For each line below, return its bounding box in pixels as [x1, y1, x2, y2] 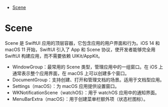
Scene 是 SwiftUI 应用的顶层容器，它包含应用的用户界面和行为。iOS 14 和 [5, 40, 160, 46]
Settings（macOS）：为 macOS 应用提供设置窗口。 [12, 83, 120, 89]
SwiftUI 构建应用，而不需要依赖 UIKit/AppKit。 [5, 52, 103, 59]
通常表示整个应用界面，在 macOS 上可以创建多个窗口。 [12, 70, 129, 76]
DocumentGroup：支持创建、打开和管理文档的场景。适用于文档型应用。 [12, 77, 165, 83]
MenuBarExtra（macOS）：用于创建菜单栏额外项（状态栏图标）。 [12, 96, 148, 102]
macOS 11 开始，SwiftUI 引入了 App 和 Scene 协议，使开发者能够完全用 [5, 46, 156, 52]
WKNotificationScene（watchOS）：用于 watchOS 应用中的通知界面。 [12, 90, 160, 96]
